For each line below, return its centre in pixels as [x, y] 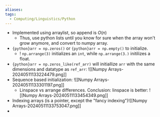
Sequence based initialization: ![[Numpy [52, 80]
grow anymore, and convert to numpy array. [64, 43]
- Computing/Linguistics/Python [43, 19]
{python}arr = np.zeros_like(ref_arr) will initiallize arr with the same [83, 64]
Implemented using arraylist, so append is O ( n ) [59, 33]
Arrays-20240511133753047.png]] [46, 106]
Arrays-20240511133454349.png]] [73, 95]
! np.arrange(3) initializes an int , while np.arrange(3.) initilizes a [85, 54]
